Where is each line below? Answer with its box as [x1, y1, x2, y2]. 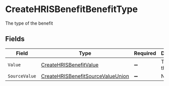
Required [134, 49, 156, 56]
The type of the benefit [5, 20, 53, 26]
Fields [5, 35, 25, 43]
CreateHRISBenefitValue [41, 61, 99, 68]
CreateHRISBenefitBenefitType [5, 4, 138, 15]
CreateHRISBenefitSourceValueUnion [41, 72, 129, 79]
